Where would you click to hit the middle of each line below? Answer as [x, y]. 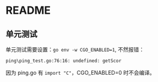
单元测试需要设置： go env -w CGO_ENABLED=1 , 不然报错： [75, 49]
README [28, 10]
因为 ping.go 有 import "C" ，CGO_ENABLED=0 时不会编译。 [81, 73]
